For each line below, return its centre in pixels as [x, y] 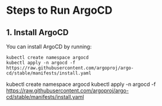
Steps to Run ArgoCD [59, 10]
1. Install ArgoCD [38, 32]
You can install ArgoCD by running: [49, 46]
